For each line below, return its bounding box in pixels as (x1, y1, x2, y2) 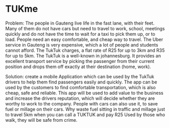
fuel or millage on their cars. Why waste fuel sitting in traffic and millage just (5, 106, 165, 112)
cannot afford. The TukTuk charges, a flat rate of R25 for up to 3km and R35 (5, 47, 165, 53)
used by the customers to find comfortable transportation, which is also (5, 84, 156, 90)
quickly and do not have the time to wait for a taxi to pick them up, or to (5, 31, 156, 37)
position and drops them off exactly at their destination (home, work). (5, 63, 152, 70)
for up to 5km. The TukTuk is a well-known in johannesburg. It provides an (5, 52, 161, 59)
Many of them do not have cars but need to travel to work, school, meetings (5, 25, 165, 31)
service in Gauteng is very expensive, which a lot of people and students (5, 41, 158, 48)
